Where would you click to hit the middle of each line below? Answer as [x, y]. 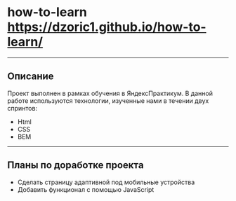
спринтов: [22, 108]
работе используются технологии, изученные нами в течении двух [108, 100]
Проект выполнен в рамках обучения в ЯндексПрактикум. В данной [110, 93]
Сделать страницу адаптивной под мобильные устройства [106, 182]
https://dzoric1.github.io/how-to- [107, 27]
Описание [31, 77]
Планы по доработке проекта [76, 165]
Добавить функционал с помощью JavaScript [86, 189]
